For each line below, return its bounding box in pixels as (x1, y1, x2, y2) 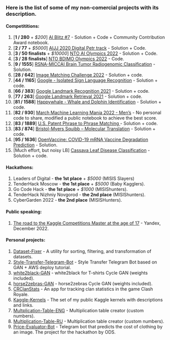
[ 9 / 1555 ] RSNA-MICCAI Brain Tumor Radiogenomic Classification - (13, 61, 155, 67)
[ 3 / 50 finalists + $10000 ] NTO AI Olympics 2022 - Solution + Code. (13, 50, 158, 57)
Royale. (13, 291, 29, 297)
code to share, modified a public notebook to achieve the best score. (13, 115, 157, 121)
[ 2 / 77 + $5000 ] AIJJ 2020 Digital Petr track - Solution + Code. (13, 45, 147, 51)
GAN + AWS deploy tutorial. (13, 264, 72, 270)
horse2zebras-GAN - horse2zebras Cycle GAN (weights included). (13, 280, 153, 286)
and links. (13, 302, 33, 308)
